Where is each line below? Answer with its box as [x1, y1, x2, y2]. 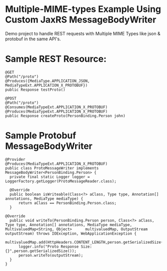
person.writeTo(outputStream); [18, 253, 83, 258]
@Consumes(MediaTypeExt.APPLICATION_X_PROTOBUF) [5, 105, 108, 110]
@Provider [5, 157, 26, 162]
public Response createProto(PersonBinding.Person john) [5, 113, 126, 118]
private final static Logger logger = [9, 174, 90, 179]
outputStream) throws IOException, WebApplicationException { [5, 231, 137, 236]
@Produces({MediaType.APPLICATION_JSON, [5, 78, 90, 83]
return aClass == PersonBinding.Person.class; [18, 200, 117, 205]
